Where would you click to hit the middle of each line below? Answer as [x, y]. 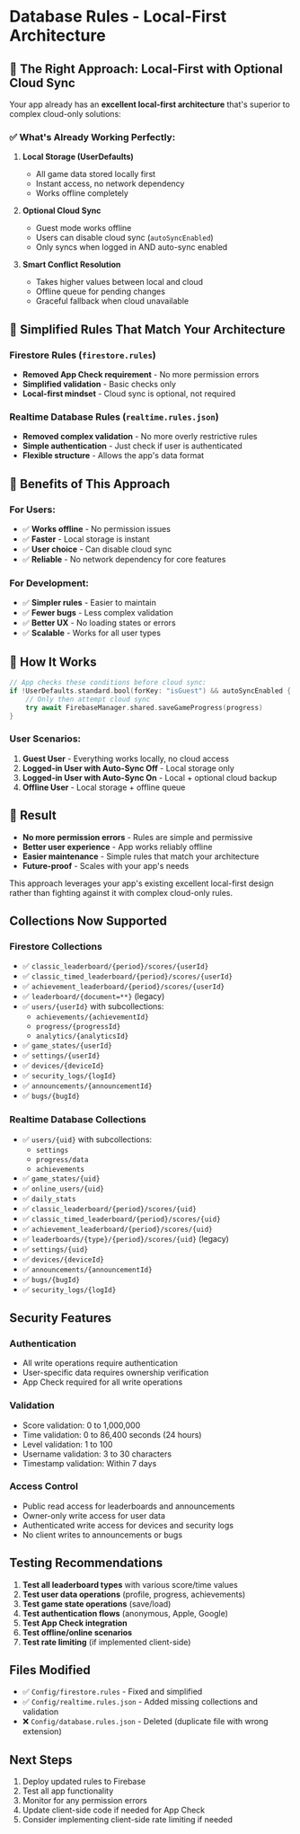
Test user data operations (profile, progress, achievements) [134, 1594]
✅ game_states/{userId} [67, 1045]
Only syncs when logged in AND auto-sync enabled [132, 247]
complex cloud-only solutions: [65, 114]
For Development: [49, 583]
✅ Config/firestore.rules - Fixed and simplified [112, 1692]
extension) [42, 1732]
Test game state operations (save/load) [97, 1604]
